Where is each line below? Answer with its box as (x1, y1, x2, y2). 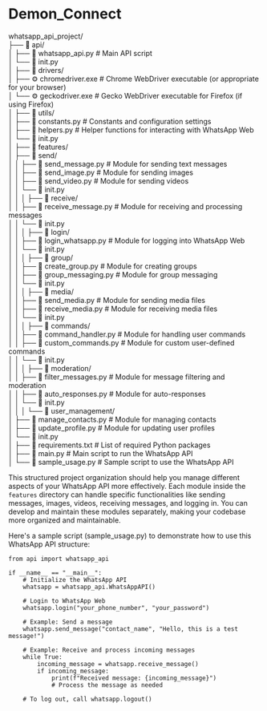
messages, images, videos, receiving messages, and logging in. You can (8, 498, 249, 507)
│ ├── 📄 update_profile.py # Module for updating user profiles (8, 422, 215, 433)
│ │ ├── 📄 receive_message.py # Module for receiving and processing (8, 201, 243, 211)
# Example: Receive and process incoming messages (22, 646, 196, 654)
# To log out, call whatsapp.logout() (22, 695, 152, 703)
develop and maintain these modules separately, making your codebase (8, 507, 246, 516)
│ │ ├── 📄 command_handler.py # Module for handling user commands (8, 329, 246, 339)
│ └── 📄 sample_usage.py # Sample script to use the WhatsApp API (8, 457, 234, 467)
